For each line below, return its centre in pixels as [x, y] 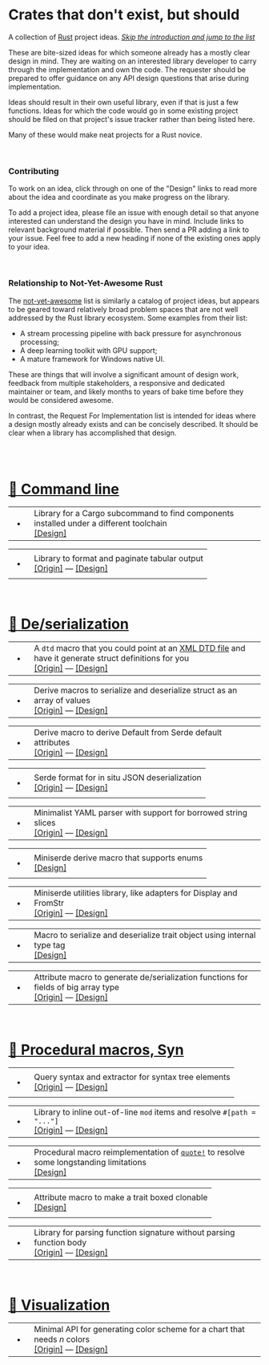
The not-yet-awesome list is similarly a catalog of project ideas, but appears [134, 301]
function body [60, 1243]
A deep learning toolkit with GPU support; [88, 350]
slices [45, 823]
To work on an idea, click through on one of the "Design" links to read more [133, 189]
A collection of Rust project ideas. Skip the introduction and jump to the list [132, 37]
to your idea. [29, 247]
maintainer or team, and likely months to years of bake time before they [126, 392]
